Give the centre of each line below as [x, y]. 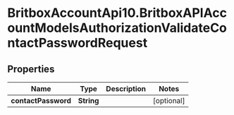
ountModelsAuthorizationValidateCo [117, 28]
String [88, 101]
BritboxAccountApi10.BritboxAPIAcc [117, 13]
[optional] [169, 101]
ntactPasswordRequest [78, 43]
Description [126, 89]
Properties [31, 69]
